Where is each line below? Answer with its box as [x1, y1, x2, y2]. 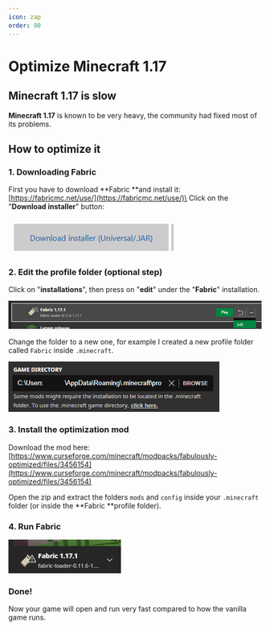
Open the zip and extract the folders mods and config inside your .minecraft [8, 492, 260, 502]
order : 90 [8, 21, 42, 30]
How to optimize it [8, 142, 101, 156]
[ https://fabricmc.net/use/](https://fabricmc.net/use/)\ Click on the [8, 193, 229, 203]
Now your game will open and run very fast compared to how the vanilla [8, 604, 247, 614]
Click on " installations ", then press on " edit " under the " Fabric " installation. [8, 285, 260, 294]
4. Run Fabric [8, 521, 62, 532]
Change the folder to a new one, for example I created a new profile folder [8, 336, 254, 346]
